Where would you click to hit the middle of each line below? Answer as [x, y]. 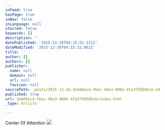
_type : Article [21, 104]
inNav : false [19, 19]
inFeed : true [19, 10]
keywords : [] [19, 33]
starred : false [21, 29]
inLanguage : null [23, 24]
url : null [20, 80]
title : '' [16, 52]
